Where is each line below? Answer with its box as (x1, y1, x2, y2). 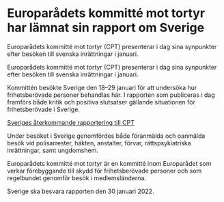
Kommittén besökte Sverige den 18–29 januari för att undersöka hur (7, 83, 197, 91)
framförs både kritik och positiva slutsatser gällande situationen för (7, 98, 196, 106)
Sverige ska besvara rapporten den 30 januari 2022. (7, 187, 155, 195)
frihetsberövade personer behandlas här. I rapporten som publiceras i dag (7, 91, 215, 99)
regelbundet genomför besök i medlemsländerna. (7, 173, 147, 182)
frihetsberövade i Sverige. (7, 105, 81, 113)
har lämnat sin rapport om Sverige (7, 20, 205, 35)
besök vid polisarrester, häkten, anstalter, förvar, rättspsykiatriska (7, 139, 191, 147)
